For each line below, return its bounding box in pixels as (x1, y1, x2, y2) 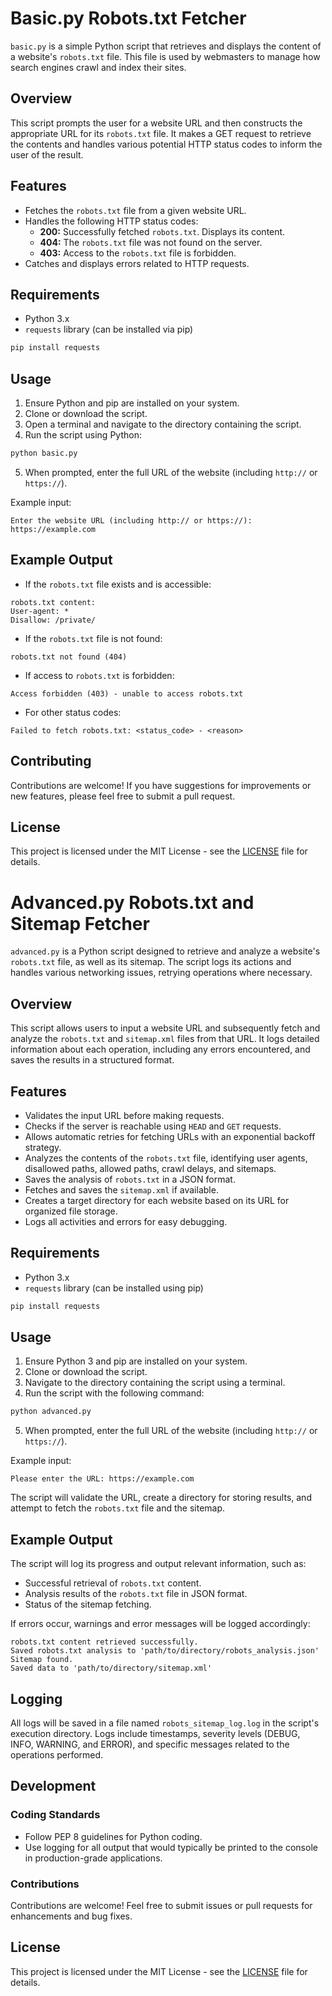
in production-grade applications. (24, 1852, 163, 1864)
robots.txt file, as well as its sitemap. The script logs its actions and (10, 956, 292, 968)
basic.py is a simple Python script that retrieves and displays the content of (10, 40, 322, 52)
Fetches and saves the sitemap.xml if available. (24, 1183, 219, 1196)
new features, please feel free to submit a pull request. (10, 790, 236, 802)
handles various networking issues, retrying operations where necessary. (10, 967, 313, 979)
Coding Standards (10, 1808, 101, 1822)
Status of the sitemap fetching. (24, 1598, 152, 1611)
